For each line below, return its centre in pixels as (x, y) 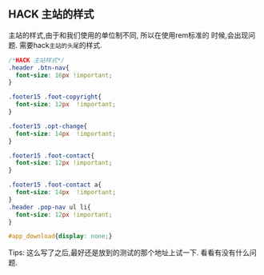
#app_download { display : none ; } (60, 237)
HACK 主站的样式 (51, 14)
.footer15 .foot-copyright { (55, 97)
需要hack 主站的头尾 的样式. (60, 45)
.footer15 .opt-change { (48, 126)
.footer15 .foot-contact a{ (55, 185)
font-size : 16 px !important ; (64, 75)
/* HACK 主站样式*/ (37, 60)
